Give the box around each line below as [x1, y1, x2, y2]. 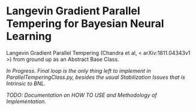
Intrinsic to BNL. [6, 79, 46, 87]
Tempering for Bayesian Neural [6, 17, 164, 30]
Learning [6, 30, 52, 43]
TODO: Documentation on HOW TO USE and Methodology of [6, 91, 157, 98]
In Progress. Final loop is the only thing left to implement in [6, 67, 151, 74]
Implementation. [6, 97, 47, 105]
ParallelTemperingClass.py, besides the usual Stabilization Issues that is [6, 73, 186, 81]
